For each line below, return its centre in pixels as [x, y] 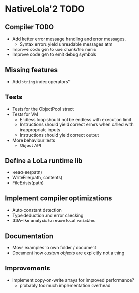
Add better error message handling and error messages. [69, 39]
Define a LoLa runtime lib [44, 161]
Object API [30, 145]
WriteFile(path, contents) [37, 178]
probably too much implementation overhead [65, 285]
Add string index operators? [41, 81]
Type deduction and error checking [48, 215]
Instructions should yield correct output [59, 135]
